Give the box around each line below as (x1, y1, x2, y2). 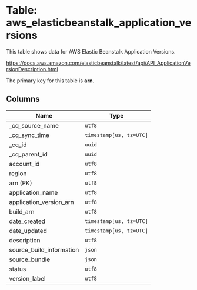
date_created (9, 217, 46, 225)
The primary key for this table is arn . (6, 77, 95, 84)
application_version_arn (9, 198, 75, 206)
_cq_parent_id (9, 150, 48, 158)
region (9, 169, 27, 177)
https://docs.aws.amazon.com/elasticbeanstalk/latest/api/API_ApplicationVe (6, 59, 191, 66)
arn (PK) (9, 179, 32, 187)
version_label (9, 274, 46, 282)
